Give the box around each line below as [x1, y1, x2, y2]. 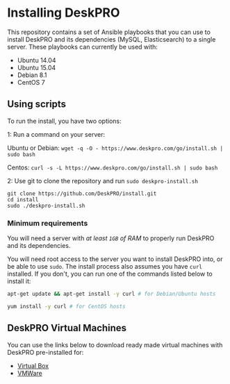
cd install [7, 196, 39, 203]
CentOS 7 [17, 78, 45, 86]
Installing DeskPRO [7, 5, 120, 21]
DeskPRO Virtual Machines [7, 322, 127, 334]
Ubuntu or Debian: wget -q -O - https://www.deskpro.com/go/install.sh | [7, 144, 224, 152]
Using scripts [7, 99, 67, 110]
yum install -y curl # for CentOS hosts [7, 303, 126, 310]
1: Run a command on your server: [7, 130, 106, 138]
